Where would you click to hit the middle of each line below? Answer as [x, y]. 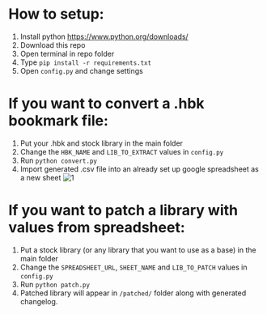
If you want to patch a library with [123, 210]
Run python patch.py [55, 284]
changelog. [39, 301]
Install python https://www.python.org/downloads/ [104, 36]
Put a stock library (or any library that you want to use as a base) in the [138, 250]
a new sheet [40, 177]
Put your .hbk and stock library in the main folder [102, 143]
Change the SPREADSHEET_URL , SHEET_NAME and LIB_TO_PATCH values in [133, 267]
